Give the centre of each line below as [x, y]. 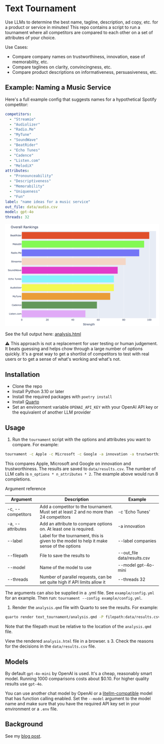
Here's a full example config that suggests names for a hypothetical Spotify [81, 99]
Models [17, 662]
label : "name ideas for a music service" [48, 202]
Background [24, 724]
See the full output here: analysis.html [43, 334]
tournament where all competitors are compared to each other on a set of [79, 32]
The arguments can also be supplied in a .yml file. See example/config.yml [80, 593]
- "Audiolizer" [25, 124]
